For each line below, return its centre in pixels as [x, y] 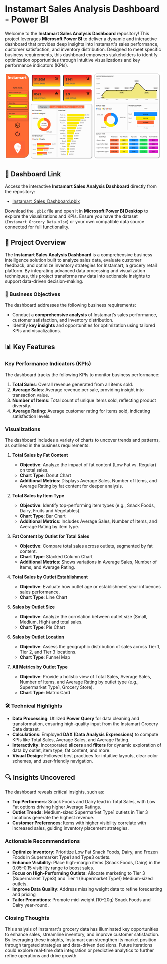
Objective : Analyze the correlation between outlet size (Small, [83, 616]
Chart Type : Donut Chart [45, 475]
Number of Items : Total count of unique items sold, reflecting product [84, 400]
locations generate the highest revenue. [53, 817]
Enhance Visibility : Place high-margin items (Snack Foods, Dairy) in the [86, 863]
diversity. [22, 405]
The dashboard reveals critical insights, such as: [55, 792]
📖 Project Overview [36, 243]
